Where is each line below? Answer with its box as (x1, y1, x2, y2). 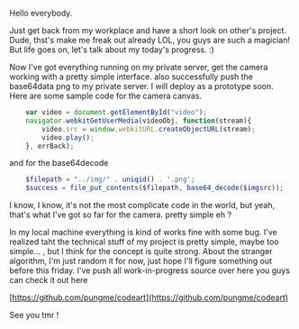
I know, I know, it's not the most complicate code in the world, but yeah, (9, 200, 276, 211)
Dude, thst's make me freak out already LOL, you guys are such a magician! (9, 35, 291, 45)
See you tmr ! (9, 310, 59, 321)
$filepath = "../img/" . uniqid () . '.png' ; (25, 175, 195, 184)
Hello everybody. (9, 8, 73, 18)
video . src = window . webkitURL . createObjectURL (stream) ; (41, 124, 256, 133)
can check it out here (9, 275, 88, 286)
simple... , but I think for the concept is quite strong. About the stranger (9, 246, 273, 257)
